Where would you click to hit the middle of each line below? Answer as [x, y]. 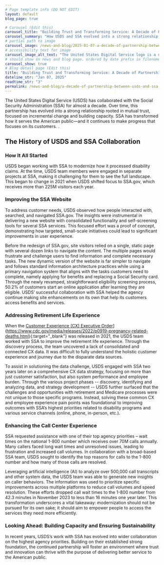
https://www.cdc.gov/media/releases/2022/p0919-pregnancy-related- [77, 331]
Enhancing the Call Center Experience [51, 425]
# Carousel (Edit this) [29, 27]
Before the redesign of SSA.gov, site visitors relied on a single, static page [80, 245]
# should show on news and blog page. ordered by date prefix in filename [83, 59]
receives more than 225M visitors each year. [50, 187]
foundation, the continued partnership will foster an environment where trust [82, 546]
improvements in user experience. [39, 236]
